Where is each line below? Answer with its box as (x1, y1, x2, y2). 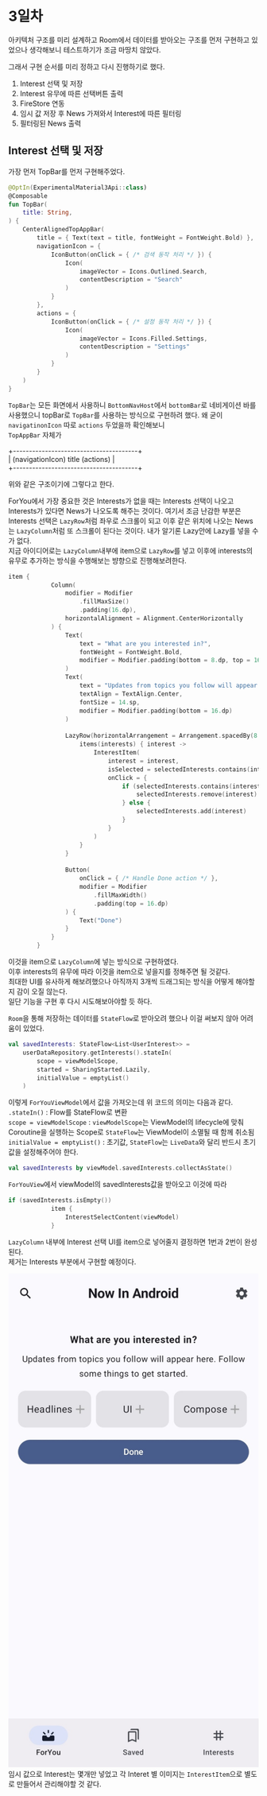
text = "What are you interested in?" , (79, 639, 212, 648)
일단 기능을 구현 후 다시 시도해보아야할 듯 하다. (8, 997, 153, 1006)
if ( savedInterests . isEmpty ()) (8, 1197, 112, 1204)
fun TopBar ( (8, 200, 48, 208)
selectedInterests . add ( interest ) (136, 808, 247, 816)
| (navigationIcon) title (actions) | (8, 454, 115, 464)
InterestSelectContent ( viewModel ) (64, 1213, 180, 1221)
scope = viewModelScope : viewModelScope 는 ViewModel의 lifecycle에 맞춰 (8, 1118, 245, 1127)
